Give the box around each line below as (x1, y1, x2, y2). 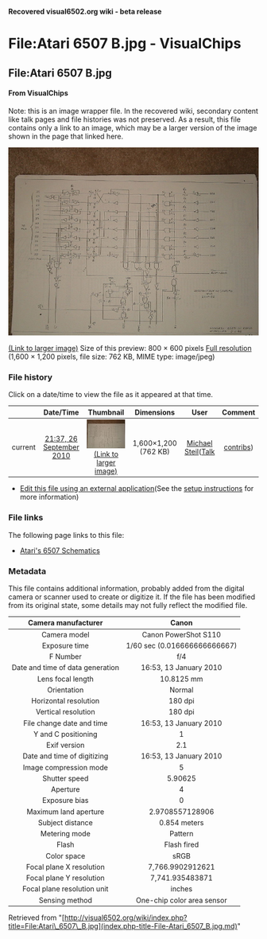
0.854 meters (158, 817, 204, 827)
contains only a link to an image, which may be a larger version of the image (8, 123, 257, 132)
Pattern (169, 829, 194, 839)
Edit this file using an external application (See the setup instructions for (19, 484, 254, 493)
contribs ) (223, 442, 254, 452)
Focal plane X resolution (26, 862, 105, 871)
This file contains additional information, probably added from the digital (8, 583, 245, 593)
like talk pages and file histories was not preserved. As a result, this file (8, 115, 241, 124)
